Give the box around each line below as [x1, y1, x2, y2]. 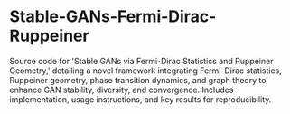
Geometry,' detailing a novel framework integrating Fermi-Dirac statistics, [9, 65, 282, 76]
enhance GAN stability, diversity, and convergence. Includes [9, 84, 234, 95]
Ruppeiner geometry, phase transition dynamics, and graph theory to [9, 74, 267, 85]
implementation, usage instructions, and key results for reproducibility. [9, 93, 272, 105]
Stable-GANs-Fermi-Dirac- [9, 6, 217, 27]
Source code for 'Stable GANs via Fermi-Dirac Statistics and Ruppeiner [9, 55, 274, 66]
